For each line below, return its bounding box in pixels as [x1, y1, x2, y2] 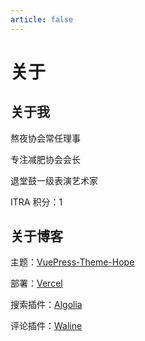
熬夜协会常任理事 [10, 132, 81, 144]
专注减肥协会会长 [10, 153, 81, 165]
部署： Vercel [10, 277, 63, 290]
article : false [10, 14, 74, 25]
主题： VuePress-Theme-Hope [10, 256, 135, 268]
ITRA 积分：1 [10, 196, 63, 208]
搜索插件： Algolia [10, 299, 83, 311]
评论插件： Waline [10, 320, 83, 332]
